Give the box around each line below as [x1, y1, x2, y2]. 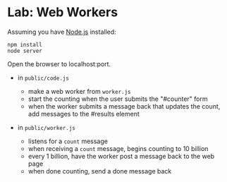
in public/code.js [17, 73, 69, 82]
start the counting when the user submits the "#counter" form [27, 95, 208, 103]
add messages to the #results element [27, 109, 140, 118]
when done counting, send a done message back [27, 166, 172, 175]
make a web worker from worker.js [27, 87, 131, 95]
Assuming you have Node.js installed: [7, 28, 116, 36]
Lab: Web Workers [7, 4, 118, 20]
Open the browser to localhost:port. [7, 59, 111, 68]
